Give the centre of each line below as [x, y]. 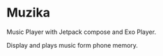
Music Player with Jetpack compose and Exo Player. [81, 32]
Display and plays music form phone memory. [72, 45]
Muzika [28, 13]
